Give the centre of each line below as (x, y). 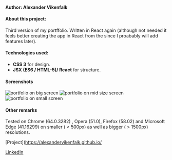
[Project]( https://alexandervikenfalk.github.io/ (53, 142)
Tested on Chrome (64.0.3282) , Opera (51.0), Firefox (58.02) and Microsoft (85, 122)
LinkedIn (14, 152)
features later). (21, 41)
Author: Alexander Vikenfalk (36, 7)
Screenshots (19, 82)
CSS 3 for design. (31, 64)
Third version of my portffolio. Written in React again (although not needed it (86, 30)
